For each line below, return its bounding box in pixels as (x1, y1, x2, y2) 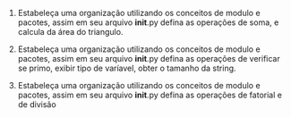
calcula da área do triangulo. (17, 27, 124, 37)
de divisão (17, 99, 56, 110)
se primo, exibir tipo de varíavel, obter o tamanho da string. (17, 63, 236, 73)
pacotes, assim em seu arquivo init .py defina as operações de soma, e (17, 17, 279, 28)
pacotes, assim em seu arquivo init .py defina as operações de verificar (17, 54, 280, 63)
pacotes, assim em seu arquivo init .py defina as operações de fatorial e (17, 89, 282, 100)
